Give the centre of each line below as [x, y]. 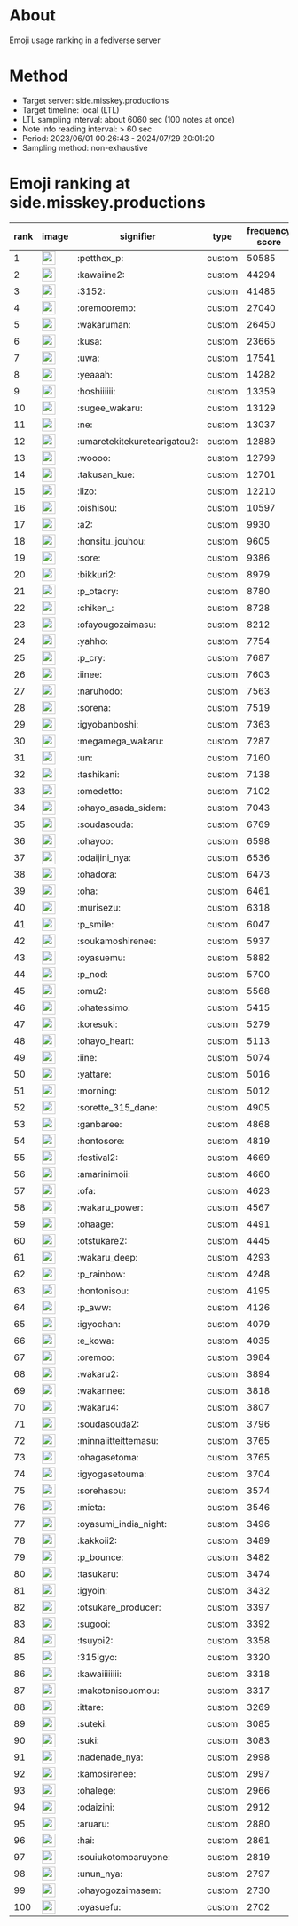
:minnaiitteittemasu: [118, 1440]
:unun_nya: [100, 1874]
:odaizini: [96, 1807]
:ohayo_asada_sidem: [122, 808]
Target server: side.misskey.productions [95, 100]
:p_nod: [92, 974]
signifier [137, 236]
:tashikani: [98, 774]
